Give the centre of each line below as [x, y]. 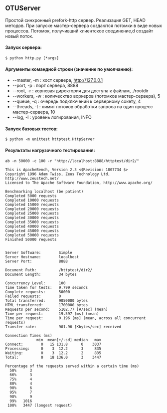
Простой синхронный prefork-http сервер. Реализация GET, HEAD [76, 20]
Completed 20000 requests [32, 209]
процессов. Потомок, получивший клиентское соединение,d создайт [79, 31]
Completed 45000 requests [32, 231]
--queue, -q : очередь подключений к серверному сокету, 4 [77, 101]
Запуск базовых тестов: [32, 129]
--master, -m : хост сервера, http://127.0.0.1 [58, 80]
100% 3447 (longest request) [40, 405]
